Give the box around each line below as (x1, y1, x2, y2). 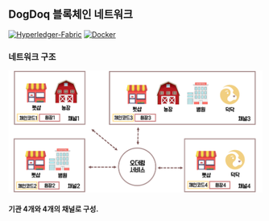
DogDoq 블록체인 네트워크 (8, 7, 134, 22)
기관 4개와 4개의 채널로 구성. (8, 204, 99, 214)
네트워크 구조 (8, 51, 56, 62)
